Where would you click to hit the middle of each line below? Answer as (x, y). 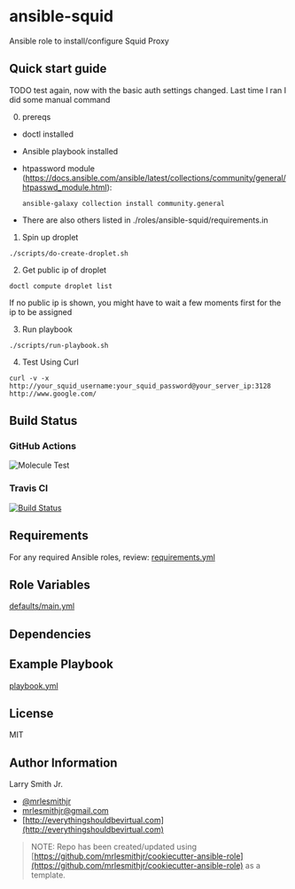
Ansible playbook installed (70, 151)
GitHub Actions (43, 446)
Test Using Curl (50, 362)
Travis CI (29, 488)
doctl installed (47, 134)
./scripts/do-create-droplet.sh (69, 253)
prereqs (36, 116)
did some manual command (60, 99)
